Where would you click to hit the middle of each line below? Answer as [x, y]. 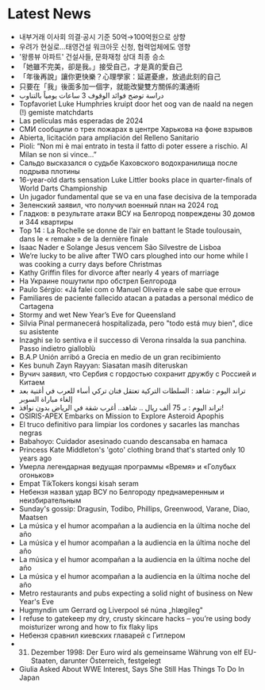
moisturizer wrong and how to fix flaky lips [88, 626]
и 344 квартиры [46, 222]
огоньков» [36, 475]
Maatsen [33, 517]
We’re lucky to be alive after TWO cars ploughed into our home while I [133, 256]
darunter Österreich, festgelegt [111, 661]
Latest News [50, 14]
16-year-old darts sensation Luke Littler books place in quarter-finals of [135, 179]
